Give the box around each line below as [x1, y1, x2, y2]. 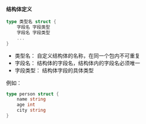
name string [16, 96, 46, 102]
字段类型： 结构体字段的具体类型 [14, 66, 94, 73]
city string [16, 108, 46, 113]
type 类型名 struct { [6, 19, 57, 25]
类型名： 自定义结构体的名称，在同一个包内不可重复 [14, 52, 140, 59]
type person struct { [6, 91, 59, 97]
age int [16, 102, 35, 108]
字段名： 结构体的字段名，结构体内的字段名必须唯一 [14, 59, 140, 66]
